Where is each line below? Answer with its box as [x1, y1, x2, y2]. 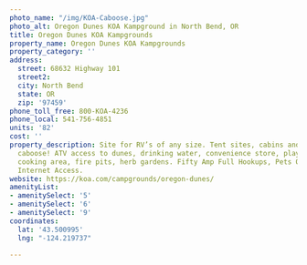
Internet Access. [17, 166, 84, 175]
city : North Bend [17, 81, 84, 90]
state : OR [17, 89, 55, 98]
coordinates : [9, 216, 59, 226]
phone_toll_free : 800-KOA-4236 [9, 107, 129, 116]
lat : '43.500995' [17, 225, 84, 234]
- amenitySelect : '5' [9, 191, 92, 200]
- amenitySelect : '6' [9, 199, 92, 209]
